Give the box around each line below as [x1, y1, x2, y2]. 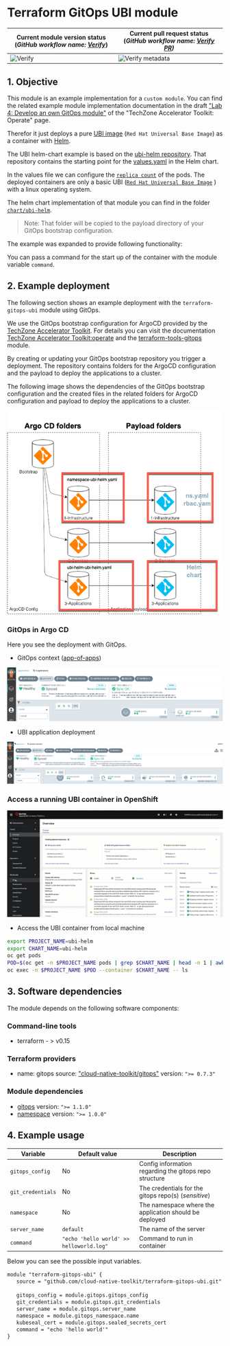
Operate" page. [7, 116, 51, 124]
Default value [78, 1149, 118, 1158]
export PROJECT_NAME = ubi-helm [7, 938, 94, 945]
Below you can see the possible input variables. [7, 1257, 142, 1265]
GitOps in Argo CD [7, 625, 69, 634]
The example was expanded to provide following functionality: [7, 240, 183, 248]
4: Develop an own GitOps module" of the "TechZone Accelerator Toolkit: [7, 109, 214, 117]
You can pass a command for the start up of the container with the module [7, 253, 218, 261]
